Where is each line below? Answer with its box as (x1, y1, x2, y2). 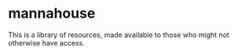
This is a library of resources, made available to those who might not (8, 30, 230, 39)
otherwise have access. (8, 38, 85, 47)
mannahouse (8, 5, 96, 22)
